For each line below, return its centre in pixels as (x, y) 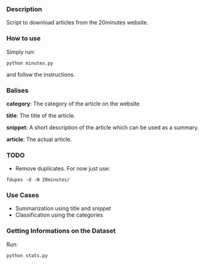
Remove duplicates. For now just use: (63, 169)
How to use (24, 39)
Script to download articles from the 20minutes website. (77, 23)
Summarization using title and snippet (63, 209)
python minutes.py (30, 63)
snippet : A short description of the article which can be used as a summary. (103, 127)
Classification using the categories (59, 215)
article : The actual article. (39, 139)
